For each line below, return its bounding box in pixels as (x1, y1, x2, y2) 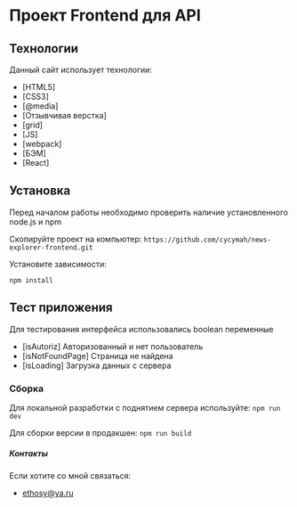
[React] (21, 158, 50, 168)
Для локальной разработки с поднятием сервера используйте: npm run (9, 402, 281, 413)
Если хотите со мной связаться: (9, 470, 132, 481)
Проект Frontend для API (9, 5, 202, 26)
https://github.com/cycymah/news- (143, 235, 272, 244)
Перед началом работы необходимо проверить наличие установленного (9, 207, 289, 217)
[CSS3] (21, 91, 49, 102)
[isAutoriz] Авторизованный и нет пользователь (21, 340, 204, 352)
